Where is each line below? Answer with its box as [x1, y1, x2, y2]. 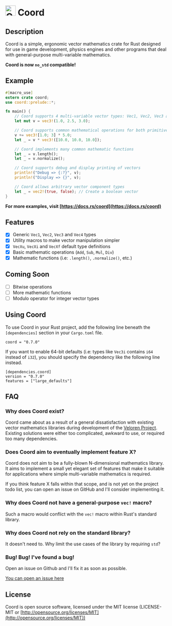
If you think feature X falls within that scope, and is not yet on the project [5, 481, 159, 487]
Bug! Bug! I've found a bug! [5, 554, 75, 561]
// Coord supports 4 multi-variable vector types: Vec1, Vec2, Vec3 [14, 113, 164, 119]
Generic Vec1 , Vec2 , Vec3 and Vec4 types [12, 232, 96, 238]
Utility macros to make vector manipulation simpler [12, 237, 120, 243]
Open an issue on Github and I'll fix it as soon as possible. [5, 565, 127, 572]
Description [5, 27, 44, 36]
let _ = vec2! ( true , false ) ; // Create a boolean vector [14, 189, 139, 194]
